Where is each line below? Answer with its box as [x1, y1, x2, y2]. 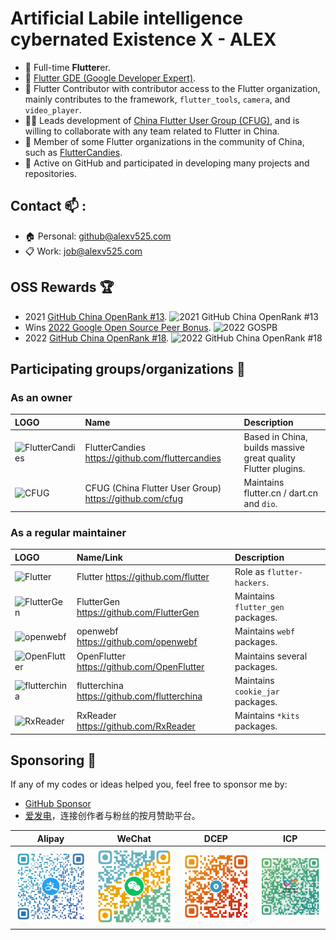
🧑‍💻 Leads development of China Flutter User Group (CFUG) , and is [24, 114, 300, 126]
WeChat [116, 832, 152, 844]
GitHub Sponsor [24, 798, 92, 810]
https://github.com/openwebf [76, 636, 198, 648]
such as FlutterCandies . [24, 146, 123, 158]
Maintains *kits [234, 710, 300, 722]
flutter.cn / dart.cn [243, 487, 319, 499]
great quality [243, 452, 296, 464]
